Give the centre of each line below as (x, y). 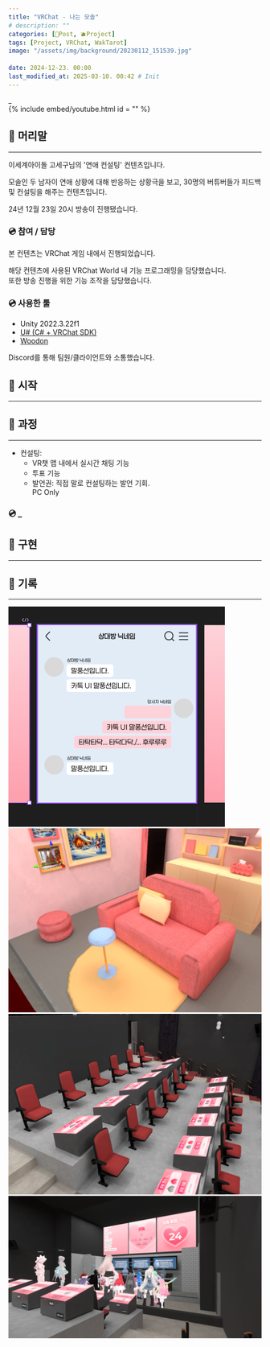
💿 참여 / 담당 (32, 232)
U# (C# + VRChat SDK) (58, 332)
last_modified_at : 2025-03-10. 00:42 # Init (84, 76)
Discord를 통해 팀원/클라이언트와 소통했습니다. (82, 357)
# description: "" (39, 25)
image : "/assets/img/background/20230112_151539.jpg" (100, 51)
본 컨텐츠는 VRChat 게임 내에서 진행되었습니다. (82, 253)
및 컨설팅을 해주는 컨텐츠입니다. (58, 192)
